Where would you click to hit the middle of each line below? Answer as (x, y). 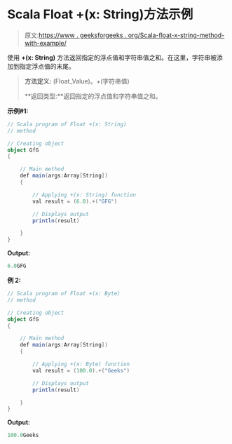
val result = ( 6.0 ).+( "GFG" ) (75, 201)
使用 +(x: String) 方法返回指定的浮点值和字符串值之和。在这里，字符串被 (112, 58)
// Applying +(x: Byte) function (81, 364)
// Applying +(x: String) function (84, 195)
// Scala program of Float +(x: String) (67, 124)
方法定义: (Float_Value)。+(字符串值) (77, 81)
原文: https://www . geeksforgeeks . (75, 35)
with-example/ (45, 43)
